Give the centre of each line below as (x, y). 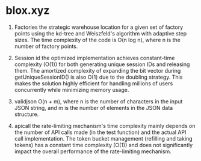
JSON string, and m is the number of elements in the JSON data (94, 108)
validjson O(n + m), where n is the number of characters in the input (98, 101)
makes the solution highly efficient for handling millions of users (94, 83)
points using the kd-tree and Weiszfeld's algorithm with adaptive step (100, 33)
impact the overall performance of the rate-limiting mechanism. (93, 151)
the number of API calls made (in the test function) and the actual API (100, 132)
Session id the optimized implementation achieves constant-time (94, 58)
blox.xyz (28, 11)
